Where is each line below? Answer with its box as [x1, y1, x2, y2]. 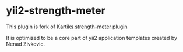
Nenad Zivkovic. [6, 40, 45, 47]
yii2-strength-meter [6, 4, 106, 17]
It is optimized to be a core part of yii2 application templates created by [6, 34, 178, 41]
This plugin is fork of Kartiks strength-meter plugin [6, 23, 128, 30]
